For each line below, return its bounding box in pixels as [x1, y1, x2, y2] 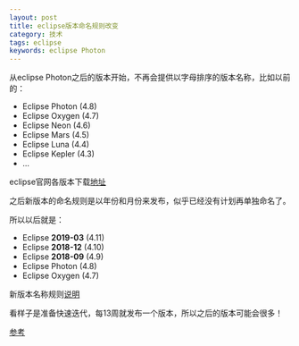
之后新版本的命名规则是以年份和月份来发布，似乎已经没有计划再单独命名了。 [9, 196, 291, 207]
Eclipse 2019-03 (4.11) [21, 232, 105, 243]
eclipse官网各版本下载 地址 [9, 176, 107, 188]
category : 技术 [9, 30, 63, 38]
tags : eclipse [9, 38, 62, 47]
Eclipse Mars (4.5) [21, 130, 90, 140]
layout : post [9, 13, 58, 22]
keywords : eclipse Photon [9, 46, 105, 55]
